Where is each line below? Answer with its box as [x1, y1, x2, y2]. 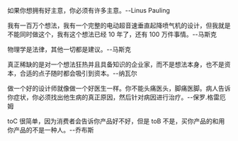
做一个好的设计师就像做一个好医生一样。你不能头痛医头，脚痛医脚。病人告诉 [7, 84, 231, 92]
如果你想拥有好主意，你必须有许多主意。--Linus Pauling [7, 6, 170, 14]
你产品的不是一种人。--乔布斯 [7, 126, 94, 134]
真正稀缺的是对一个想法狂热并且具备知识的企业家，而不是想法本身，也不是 [7, 60, 225, 69]
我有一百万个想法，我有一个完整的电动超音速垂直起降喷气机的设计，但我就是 [7, 21, 231, 30]
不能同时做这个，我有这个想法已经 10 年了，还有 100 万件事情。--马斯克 [7, 30, 217, 38]
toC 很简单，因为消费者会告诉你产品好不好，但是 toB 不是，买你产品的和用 [7, 117, 225, 125]
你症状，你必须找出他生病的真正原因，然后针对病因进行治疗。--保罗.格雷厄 [7, 93, 226, 101]
